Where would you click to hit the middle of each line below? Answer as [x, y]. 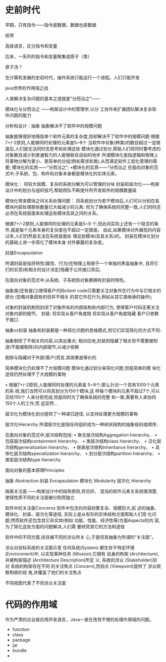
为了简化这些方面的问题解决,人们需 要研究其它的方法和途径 [65, 526]
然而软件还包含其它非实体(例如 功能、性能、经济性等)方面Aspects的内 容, [85, 520]
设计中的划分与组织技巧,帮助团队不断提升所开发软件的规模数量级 [71, 190]
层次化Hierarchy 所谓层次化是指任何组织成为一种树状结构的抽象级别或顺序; [82, 424]
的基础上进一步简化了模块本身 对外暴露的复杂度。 [56, 242]
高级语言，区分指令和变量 [31, 46]
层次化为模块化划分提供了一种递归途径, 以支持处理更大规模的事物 [71, 414]
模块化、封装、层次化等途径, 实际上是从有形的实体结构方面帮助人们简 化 [79, 514]
